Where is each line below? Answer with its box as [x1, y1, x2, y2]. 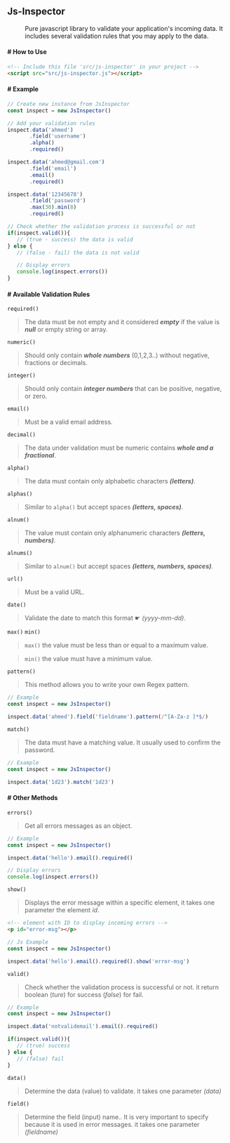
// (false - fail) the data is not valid [16, 249, 140, 256]
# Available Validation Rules [7, 290, 90, 298]
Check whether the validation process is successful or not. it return [24, 982, 219, 991]
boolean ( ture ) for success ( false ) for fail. [24, 990, 144, 998]
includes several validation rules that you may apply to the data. [25, 32, 209, 40]
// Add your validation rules [7, 119, 96, 127]
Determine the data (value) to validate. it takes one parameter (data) [24, 1087, 222, 1095]
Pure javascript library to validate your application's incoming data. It [25, 24, 223, 32]
